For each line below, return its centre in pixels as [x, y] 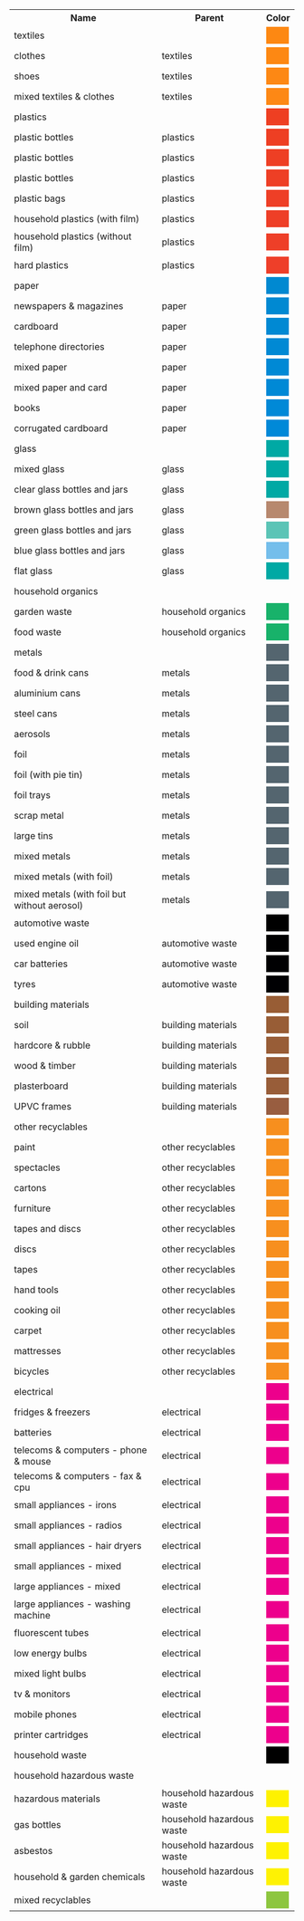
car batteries [41, 964]
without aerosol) [49, 905]
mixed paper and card [61, 387]
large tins [34, 836]
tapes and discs [47, 1229]
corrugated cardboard [61, 428]
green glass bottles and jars [73, 530]
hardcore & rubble [52, 1045]
